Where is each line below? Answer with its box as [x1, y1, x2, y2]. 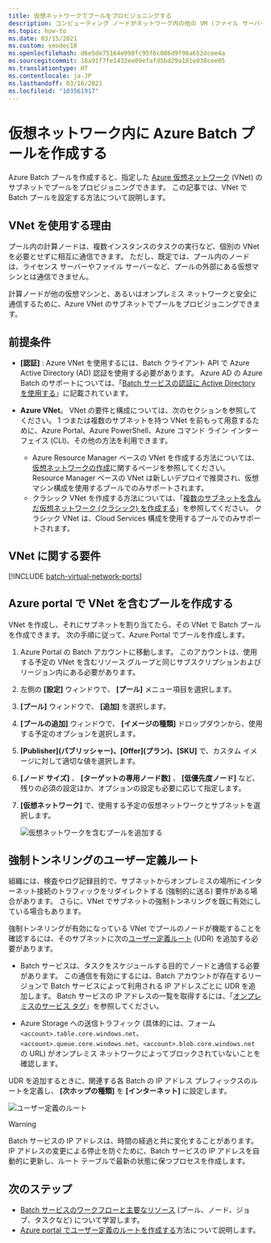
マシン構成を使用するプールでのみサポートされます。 [31, 483, 209, 492]
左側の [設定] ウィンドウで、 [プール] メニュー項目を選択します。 [19, 684, 236, 694]
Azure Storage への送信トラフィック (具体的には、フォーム [19, 1019, 216, 1028]
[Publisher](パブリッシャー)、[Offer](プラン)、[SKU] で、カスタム [19, 746, 242, 755]
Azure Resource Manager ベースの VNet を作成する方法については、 [31, 453, 260, 462]
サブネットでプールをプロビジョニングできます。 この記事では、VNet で [8, 182, 248, 192]
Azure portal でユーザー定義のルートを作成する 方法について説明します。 [19, 1225, 261, 1235]
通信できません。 [35, 272, 94, 282]
